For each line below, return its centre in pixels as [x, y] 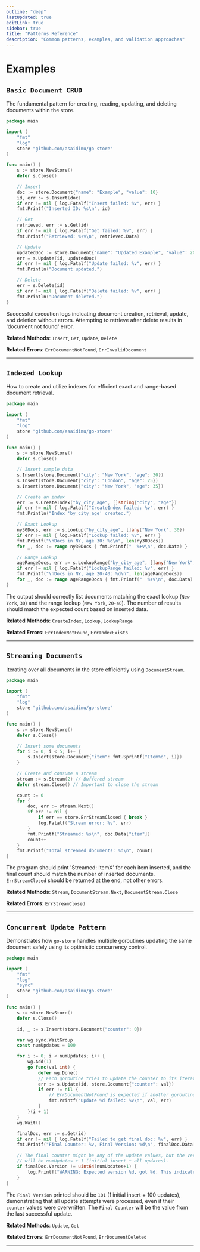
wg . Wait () [29, 1123]
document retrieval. [30, 393]
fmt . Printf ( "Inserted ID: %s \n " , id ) [64, 209]
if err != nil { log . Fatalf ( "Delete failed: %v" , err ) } [89, 291]
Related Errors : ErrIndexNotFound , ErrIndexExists [67, 632]
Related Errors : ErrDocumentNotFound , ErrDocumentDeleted [76, 1236]
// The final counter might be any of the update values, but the [101, 1155]
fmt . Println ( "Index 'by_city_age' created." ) [74, 514]
